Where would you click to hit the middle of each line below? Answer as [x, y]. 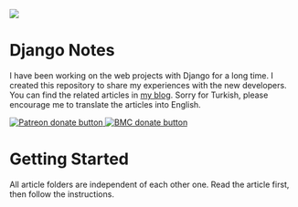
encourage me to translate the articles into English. [105, 104]
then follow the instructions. [62, 194]
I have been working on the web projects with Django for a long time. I [142, 75]
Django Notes [62, 51]
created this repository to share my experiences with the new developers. [148, 85]
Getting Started [69, 159]
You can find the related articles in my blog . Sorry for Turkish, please [139, 95]
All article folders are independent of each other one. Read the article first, [149, 184]
